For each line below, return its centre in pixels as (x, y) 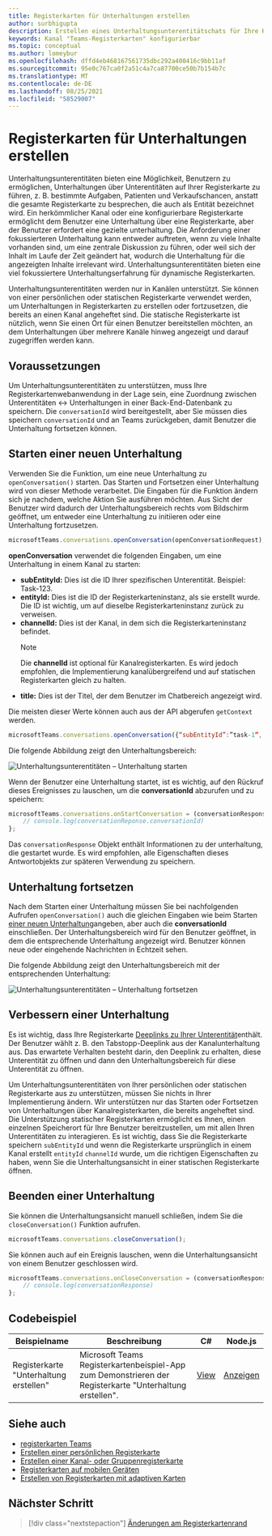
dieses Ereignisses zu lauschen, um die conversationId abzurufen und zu (131, 790)
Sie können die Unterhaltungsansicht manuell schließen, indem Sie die (125, 1215)
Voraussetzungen (55, 366)
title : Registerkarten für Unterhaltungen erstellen (99, 16)
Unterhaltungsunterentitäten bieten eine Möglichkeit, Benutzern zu (119, 178)
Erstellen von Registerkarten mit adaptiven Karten (103, 1478)
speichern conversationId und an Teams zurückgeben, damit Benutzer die (132, 420)
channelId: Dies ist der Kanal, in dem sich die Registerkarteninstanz (133, 623)
